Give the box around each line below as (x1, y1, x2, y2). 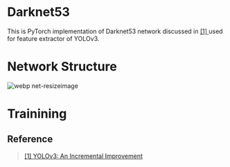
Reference (7, 133, 53, 146)
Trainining (7, 106, 67, 122)
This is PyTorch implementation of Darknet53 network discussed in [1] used (7, 27, 223, 35)
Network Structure (7, 59, 118, 75)
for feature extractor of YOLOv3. (7, 34, 100, 42)
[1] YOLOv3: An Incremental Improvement (24, 152, 143, 160)
